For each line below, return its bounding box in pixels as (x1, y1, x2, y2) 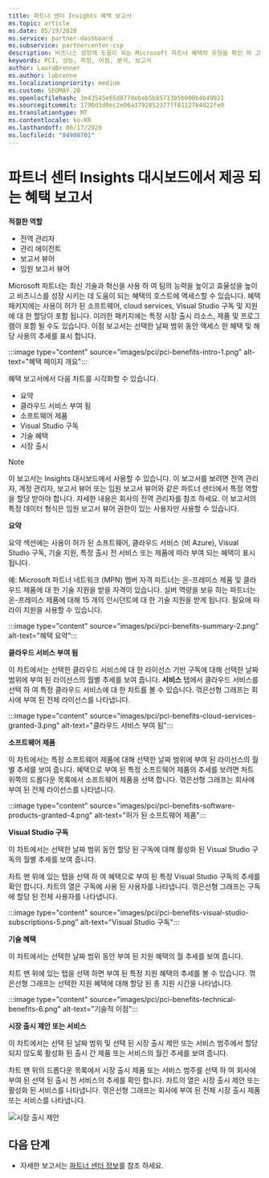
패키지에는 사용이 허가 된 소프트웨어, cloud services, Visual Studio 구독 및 (8, 300, 243, 310)
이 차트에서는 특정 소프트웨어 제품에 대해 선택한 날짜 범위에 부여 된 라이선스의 (8, 754, 251, 764)
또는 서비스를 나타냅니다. (8, 1095, 86, 1105)
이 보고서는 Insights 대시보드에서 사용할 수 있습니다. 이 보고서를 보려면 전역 (8, 473, 244, 483)
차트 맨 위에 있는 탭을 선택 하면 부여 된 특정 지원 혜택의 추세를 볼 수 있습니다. (8, 968, 247, 978)
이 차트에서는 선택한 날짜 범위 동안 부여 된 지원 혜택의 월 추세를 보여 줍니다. (8, 951, 243, 960)
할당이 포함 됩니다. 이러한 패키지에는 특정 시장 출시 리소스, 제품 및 (33, 311, 239, 320)
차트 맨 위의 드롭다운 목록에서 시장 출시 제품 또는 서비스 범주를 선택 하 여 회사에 (8, 1065, 257, 1074)
